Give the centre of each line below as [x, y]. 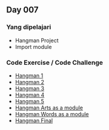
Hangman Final [34, 120]
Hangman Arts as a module [49, 108]
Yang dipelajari [29, 27]
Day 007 [22, 10]
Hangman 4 [30, 95]
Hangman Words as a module [52, 114]
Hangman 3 [29, 88]
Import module [33, 47]
